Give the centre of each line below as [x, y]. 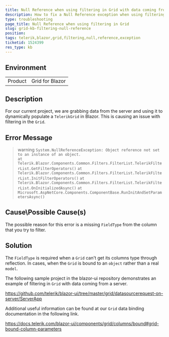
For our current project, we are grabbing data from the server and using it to [84, 111]
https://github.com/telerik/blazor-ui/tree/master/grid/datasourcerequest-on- [84, 293]
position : [16, 33]
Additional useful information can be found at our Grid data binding [75, 308]
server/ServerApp [24, 299]
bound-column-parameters [33, 329]
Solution [19, 246]
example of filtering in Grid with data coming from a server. [66, 283]
